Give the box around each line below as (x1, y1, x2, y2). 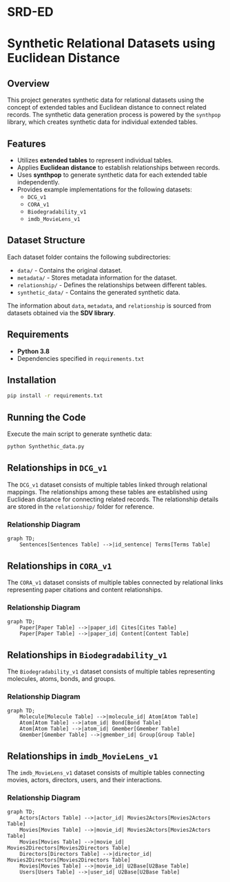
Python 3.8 (17, 347, 50, 355)
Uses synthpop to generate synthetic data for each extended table (17, 171, 208, 179)
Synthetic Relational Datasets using (7, 36, 216, 52)
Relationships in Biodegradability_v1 (7, 649, 167, 661)
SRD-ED (7, 4, 54, 20)
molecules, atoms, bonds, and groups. (7, 675, 116, 683)
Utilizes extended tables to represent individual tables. (17, 156, 174, 164)
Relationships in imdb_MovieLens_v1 (7, 750, 158, 762)
